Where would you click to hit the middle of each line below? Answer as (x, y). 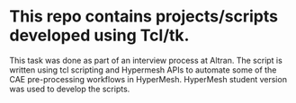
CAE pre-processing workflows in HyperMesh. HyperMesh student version (148, 79)
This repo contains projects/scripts (144, 17)
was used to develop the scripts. (70, 89)
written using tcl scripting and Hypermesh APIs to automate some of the (143, 70)
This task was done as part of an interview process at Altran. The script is (146, 60)
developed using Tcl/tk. (99, 35)
